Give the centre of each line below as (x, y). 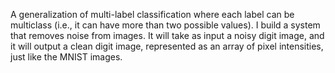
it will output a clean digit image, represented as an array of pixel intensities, (167, 46)
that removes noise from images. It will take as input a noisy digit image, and (167, 35)
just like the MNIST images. (66, 57)
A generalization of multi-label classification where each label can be (152, 14)
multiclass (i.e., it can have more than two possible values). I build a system (165, 25)
